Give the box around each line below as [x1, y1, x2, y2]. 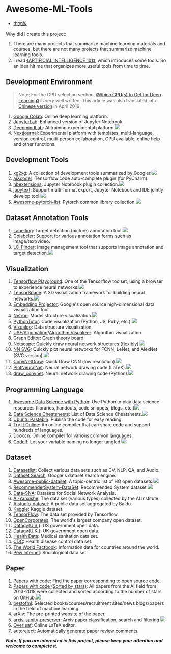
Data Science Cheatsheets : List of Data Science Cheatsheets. [13, 411, 143, 417]
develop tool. [13, 193, 41, 199]
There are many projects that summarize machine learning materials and [13, 40, 165, 46]
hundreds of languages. [13, 427, 64, 433]
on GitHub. [13, 594, 36, 601]
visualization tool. [13, 307, 50, 313]
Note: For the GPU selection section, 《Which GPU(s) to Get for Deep [18, 91, 161, 97]
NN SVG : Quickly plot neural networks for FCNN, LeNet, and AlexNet [13, 346, 157, 352]
